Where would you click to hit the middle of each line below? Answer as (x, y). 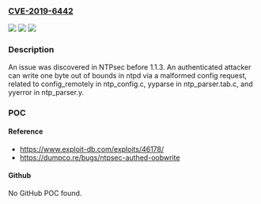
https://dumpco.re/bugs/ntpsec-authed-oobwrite (100, 157)
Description (31, 50)
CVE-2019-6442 (41, 11)
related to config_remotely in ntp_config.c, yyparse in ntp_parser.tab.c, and (130, 84)
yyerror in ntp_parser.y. (46, 92)
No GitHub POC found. (45, 193)
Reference (26, 131)
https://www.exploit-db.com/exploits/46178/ (92, 149)
